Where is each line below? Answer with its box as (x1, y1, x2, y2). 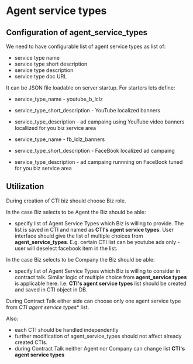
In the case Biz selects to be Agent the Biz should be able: (6, 208, 146, 215)
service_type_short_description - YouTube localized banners (14, 107, 161, 114)
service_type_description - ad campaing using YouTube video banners (14, 118, 185, 125)
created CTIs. (14, 338, 48, 346)
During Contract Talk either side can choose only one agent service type (6, 297, 181, 304)
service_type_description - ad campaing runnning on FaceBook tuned (14, 159, 183, 165)
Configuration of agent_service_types (6, 28, 148, 37)
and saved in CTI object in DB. (14, 286, 88, 293)
